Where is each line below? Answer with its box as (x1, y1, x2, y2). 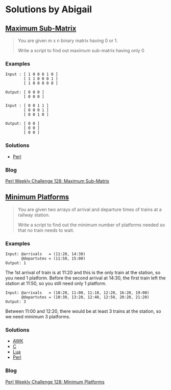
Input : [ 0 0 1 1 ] (5, 103, 50, 109)
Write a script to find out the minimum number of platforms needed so (17, 222, 165, 228)
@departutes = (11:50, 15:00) (21, 256, 86, 261)
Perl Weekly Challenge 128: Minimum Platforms (5, 379, 105, 385)
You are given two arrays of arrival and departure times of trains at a (17, 206, 162, 212)
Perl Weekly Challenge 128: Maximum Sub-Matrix (5, 178, 110, 184)
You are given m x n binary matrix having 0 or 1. (17, 37, 118, 44)
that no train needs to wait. (17, 227, 75, 233)
